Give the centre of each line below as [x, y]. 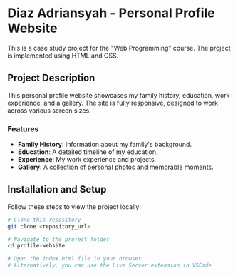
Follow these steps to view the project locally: [74, 206]
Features [23, 128]
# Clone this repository [44, 220]
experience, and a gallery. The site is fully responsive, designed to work [113, 103]
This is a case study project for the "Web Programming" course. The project [119, 48]
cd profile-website [36, 246]
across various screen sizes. [49, 110]
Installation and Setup [57, 189]
